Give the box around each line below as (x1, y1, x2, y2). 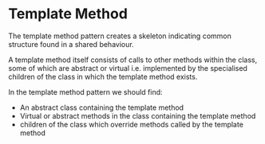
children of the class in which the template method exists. (8, 72, 198, 81)
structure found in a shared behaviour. (8, 39, 134, 49)
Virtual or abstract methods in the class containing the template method (19, 111, 256, 120)
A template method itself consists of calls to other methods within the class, (8, 55, 258, 64)
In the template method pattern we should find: (8, 87, 163, 96)
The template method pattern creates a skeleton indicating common (8, 31, 231, 41)
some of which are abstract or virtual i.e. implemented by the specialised (8, 63, 247, 72)
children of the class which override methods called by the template (19, 119, 243, 129)
